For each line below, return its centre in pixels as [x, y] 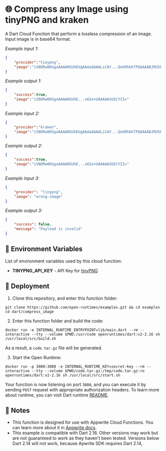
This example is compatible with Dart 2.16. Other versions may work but [85, 433]
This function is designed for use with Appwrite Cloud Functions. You [83, 422]
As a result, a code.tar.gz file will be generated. [54, 348]
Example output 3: [24, 211]
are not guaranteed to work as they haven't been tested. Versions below [86, 438]
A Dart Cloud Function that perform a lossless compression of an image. [79, 34]
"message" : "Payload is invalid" [48, 229]
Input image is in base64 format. [38, 39]
